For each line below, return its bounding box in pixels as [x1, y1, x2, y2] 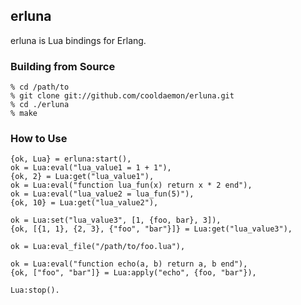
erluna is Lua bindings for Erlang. [10, 34, 147, 46]
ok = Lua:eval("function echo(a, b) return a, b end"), [10, 259, 248, 269]
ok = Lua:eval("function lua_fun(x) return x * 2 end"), [10, 180, 253, 191]
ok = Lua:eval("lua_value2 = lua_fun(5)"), [10, 189, 195, 199]
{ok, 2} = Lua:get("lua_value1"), [10, 172, 155, 182]
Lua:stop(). [10, 285, 60, 296]
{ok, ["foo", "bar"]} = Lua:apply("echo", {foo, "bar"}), [10, 268, 257, 278]
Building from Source [10, 59, 116, 73]
